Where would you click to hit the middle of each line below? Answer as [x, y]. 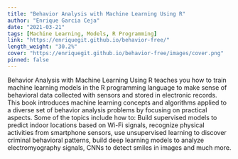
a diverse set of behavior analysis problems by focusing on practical [107, 110]
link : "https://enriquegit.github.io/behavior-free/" [89, 40]
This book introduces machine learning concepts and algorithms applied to [117, 102]
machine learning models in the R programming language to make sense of [117, 87]
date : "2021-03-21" [36, 27]
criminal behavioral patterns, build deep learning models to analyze [106, 140]
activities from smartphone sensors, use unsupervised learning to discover [117, 132]
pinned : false [28, 60]
